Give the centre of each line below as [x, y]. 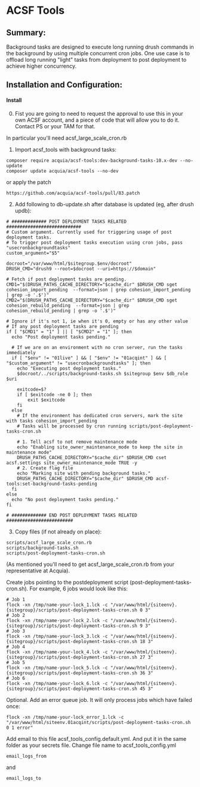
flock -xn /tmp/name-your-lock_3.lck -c [57, 636]
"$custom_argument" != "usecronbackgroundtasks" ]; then [79, 363]
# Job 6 [16, 678]
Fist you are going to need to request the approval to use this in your [99, 113]
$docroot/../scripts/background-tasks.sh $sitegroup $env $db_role [102, 373]
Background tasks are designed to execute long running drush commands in [100, 47]
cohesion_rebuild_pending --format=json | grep [68, 305]
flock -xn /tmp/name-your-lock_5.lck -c [57, 668]
